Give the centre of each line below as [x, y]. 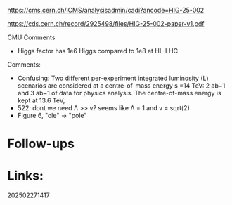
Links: [26, 176]
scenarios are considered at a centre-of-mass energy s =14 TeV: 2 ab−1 [121, 86]
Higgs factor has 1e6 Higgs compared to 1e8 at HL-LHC [97, 51]
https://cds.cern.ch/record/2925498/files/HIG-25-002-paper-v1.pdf [106, 24]
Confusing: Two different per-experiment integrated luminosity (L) [113, 78]
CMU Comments [31, 37]
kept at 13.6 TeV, [41, 100]
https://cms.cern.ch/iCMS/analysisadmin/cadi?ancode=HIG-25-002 [106, 10]
